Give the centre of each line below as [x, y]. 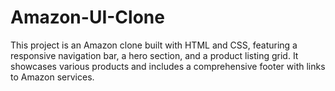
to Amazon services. [52, 77]
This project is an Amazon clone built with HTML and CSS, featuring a [154, 45]
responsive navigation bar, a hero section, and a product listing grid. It [154, 55]
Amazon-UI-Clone [87, 17]
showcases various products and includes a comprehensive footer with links [168, 66]
